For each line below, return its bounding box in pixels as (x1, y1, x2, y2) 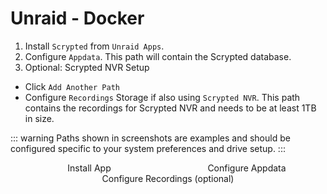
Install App (67, 162, 112, 174)
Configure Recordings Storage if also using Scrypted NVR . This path (24, 91, 301, 103)
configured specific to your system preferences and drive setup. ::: (10, 142, 286, 154)
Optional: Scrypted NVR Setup (24, 61, 150, 73)
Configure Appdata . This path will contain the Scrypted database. (24, 50, 292, 62)
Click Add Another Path (24, 80, 120, 92)
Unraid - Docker (10, 7, 145, 30)
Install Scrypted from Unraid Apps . (24, 40, 165, 52)
